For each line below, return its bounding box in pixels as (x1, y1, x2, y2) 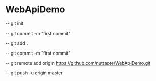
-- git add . (5, 40, 28, 46)
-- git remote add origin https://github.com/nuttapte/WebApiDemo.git (5, 60, 151, 66)
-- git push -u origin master (5, 70, 63, 76)
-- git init (5, 20, 24, 26)
